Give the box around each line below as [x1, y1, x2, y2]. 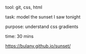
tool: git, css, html [5, 4, 42, 10]
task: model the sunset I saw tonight [5, 14, 81, 19]
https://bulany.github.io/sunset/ [5, 43, 71, 49]
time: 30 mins [5, 33, 34, 39]
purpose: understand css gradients [5, 23, 78, 29]
